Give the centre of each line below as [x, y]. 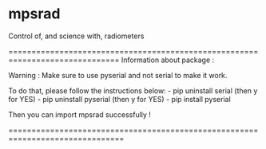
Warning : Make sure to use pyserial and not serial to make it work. [118, 75]
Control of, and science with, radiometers [76, 36]
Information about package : [168, 60]
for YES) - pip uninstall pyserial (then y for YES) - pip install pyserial [120, 99]
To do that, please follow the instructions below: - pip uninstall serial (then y [133, 90]
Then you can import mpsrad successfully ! [80, 114]
